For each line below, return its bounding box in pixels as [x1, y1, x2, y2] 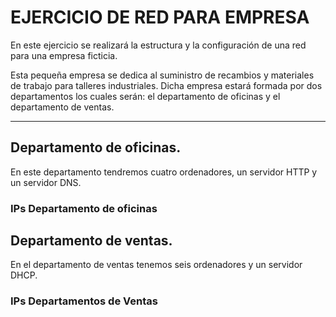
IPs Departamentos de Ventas [10, 294, 158, 308]
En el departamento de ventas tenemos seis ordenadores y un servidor [10, 259, 303, 271]
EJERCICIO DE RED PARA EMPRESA [10, 6, 310, 29]
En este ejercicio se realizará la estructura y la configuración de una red [10, 39, 307, 51]
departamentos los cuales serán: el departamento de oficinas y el [10, 90, 281, 102]
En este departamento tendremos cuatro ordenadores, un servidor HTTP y [10, 166, 318, 178]
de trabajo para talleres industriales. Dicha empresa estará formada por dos [10, 79, 323, 91]
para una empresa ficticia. [10, 49, 118, 61]
